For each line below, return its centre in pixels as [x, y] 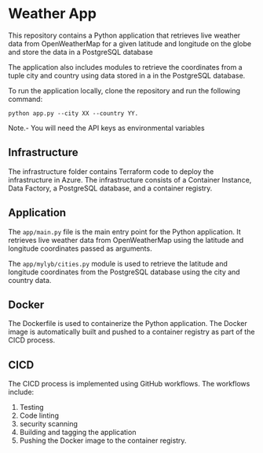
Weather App [52, 14]
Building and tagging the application [78, 433]
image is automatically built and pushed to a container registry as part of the [131, 332]
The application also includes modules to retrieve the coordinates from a [125, 67]
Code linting [39, 415]
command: [26, 99]
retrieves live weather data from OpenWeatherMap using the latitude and [126, 240]
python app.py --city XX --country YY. [73, 113]
